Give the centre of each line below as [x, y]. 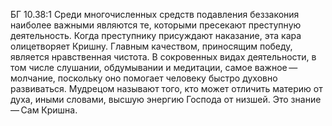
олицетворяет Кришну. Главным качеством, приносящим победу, [151, 46]
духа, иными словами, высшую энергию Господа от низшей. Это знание [166, 99]
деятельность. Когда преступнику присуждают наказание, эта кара [156, 35]
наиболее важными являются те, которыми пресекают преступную [156, 25]
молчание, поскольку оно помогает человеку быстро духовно [144, 78]
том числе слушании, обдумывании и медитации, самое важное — [154, 67]
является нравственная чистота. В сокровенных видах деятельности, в [163, 57]
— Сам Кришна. [44, 110]
